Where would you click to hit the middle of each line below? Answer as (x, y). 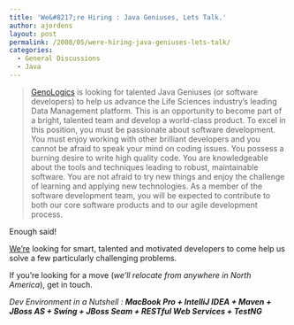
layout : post (33, 34)
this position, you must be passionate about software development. (153, 129)
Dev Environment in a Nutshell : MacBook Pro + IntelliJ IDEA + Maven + (140, 301)
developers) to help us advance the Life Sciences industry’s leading (154, 101)
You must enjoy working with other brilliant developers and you (145, 139)
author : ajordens (41, 26)
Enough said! (33, 231)
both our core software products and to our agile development (144, 205)
